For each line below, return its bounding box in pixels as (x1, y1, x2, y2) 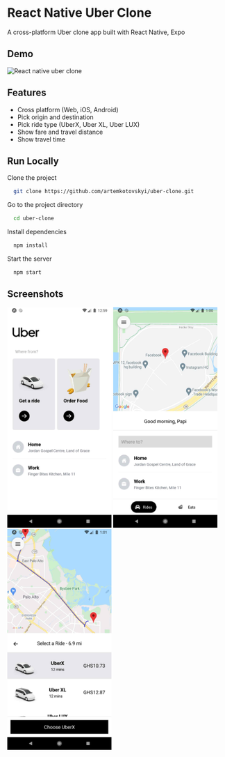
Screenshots (7, 288, 64, 300)
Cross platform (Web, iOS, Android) (17, 105, 119, 114)
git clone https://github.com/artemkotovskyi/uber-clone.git (13, 188, 194, 195)
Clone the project (7, 174, 57, 182)
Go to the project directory (7, 201, 83, 209)
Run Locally (7, 155, 59, 167)
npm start (13, 269, 42, 276)
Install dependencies (7, 228, 67, 236)
